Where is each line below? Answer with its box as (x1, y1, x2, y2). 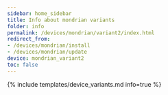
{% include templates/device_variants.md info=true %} (7, 80, 162, 88)
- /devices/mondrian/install (7, 42, 91, 49)
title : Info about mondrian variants (7, 17, 115, 23)
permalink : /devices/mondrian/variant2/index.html (7, 29, 155, 36)
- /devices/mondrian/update (7, 49, 88, 56)
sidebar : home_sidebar (7, 10, 72, 17)
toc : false (7, 61, 38, 68)
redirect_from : (7, 36, 51, 43)
